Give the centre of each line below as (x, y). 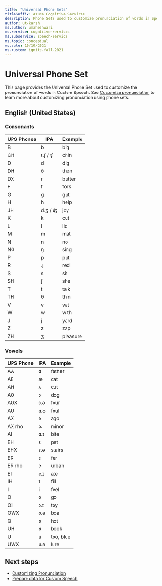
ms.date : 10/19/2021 (26, 46)
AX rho (15, 427)
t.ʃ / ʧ (47, 155)
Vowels (14, 351)
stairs (57, 450)
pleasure (72, 336)
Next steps (22, 562)
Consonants (20, 126)
